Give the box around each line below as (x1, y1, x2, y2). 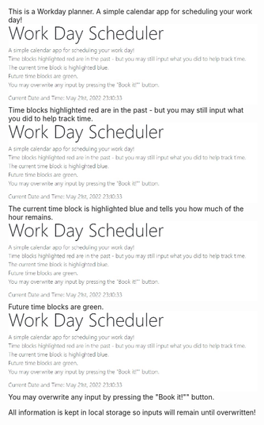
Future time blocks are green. (8, 302, 104, 312)
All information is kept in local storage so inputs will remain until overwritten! (8, 408, 256, 417)
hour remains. (8, 212, 54, 221)
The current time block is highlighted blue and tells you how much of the (8, 204, 244, 213)
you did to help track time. (8, 113, 93, 123)
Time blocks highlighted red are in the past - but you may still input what (8, 105, 244, 114)
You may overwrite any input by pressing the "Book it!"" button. (8, 392, 215, 402)
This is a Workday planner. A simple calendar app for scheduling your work (8, 7, 253, 16)
